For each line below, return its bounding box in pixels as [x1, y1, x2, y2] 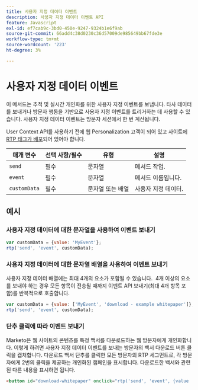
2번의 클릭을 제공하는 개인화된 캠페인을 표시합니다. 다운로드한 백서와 [21, 359, 180, 366]
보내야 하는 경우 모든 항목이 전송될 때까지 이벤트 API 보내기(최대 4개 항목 [12, 282, 180, 289]
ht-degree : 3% [6, 47, 41, 53]
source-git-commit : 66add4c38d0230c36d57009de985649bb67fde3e [6, 31, 163, 37]
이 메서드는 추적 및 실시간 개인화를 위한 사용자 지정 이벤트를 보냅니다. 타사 [6, 100, 176, 107]
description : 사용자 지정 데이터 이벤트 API [6, 14, 104, 20]
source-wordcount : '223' [6, 42, 67, 48]
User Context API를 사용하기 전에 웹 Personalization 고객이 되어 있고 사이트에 [6, 128, 188, 135]
